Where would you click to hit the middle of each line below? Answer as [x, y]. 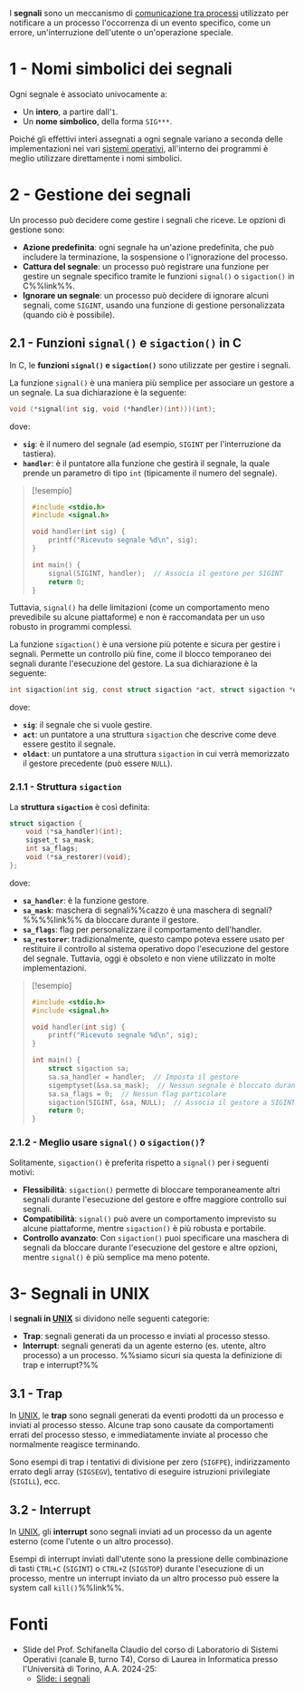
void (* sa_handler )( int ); [75, 832]
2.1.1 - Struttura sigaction [66, 787]
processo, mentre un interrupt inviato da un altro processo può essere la [144, 1579]
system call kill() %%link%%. [67, 1588]
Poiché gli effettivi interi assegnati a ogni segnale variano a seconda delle [146, 139]
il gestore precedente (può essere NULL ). [98, 763]
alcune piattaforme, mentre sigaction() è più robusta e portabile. [144, 1228]
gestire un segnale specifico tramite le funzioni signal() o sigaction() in [158, 276]
